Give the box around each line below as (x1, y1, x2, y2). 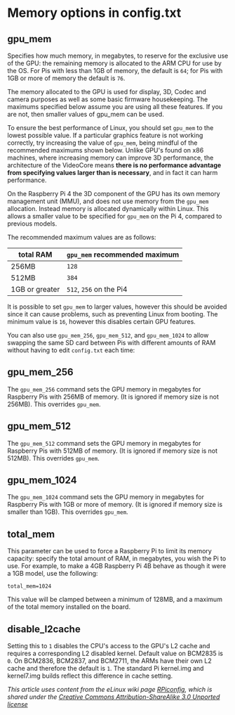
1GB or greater (11, 285, 60, 294)
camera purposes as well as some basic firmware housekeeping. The (7, 95, 208, 103)
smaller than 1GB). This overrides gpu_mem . (7, 508, 128, 516)
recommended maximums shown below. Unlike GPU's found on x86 (7, 146, 204, 154)
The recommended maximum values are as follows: (7, 233, 156, 241)
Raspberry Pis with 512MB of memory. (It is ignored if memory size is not (7, 446, 218, 455)
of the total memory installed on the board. (7, 603, 131, 611)
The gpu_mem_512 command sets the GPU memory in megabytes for (7, 439, 201, 447)
